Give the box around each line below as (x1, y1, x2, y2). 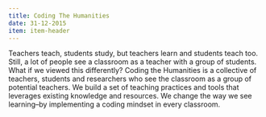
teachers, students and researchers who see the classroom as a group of (8, 74, 252, 84)
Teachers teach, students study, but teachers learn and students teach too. (8, 49, 259, 58)
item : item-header (8, 26, 70, 34)
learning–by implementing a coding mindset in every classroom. (8, 99, 221, 109)
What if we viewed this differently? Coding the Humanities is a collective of (8, 66, 257, 75)
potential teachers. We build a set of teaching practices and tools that (8, 83, 239, 92)
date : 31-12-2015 (8, 19, 67, 27)
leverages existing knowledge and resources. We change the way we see (8, 91, 252, 101)
